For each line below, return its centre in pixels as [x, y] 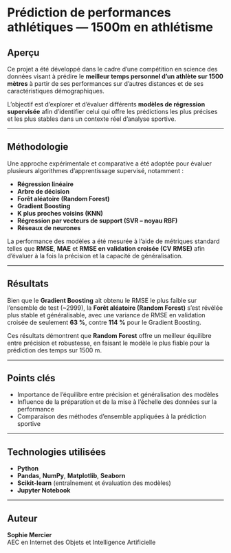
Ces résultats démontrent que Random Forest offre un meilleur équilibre [109, 335]
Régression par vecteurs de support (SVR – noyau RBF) [97, 221]
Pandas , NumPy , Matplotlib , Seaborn [71, 476]
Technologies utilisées [57, 452]
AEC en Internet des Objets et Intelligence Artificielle [81, 542]
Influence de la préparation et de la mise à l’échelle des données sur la [117, 402]
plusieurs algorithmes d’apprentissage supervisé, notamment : [96, 170]
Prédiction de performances [89, 13]
